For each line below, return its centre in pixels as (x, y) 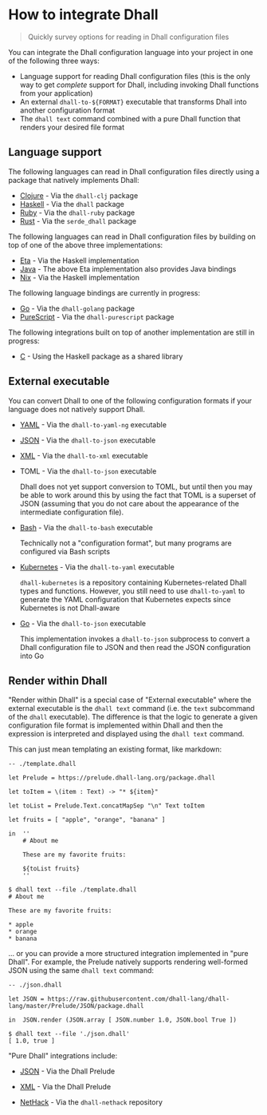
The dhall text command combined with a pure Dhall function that (130, 118)
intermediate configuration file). (72, 512)
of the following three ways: (54, 61)
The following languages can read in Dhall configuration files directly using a (134, 171)
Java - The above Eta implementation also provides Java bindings (128, 268)
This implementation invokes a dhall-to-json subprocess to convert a (135, 639)
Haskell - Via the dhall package (72, 204)
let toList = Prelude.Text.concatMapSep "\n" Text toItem (106, 806)
